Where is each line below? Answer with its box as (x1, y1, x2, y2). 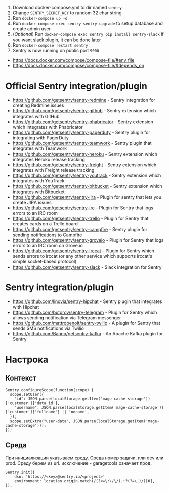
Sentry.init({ (5, 470, 35, 475)
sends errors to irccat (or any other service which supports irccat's (12, 253, 153, 259)
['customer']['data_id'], (5, 400, 60, 406)
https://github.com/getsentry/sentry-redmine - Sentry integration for (12, 97, 156, 103)
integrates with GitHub (12, 113, 60, 119)
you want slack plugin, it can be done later (12, 36, 101, 43)
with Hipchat (12, 304, 39, 310)
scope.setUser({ (10, 392, 44, 397)
